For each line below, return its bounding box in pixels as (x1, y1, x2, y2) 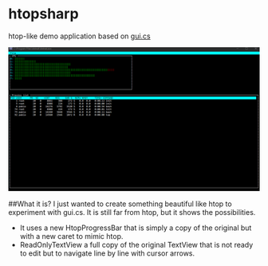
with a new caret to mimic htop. (19, 232, 124, 241)
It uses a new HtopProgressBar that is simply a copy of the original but (19, 223, 252, 232)
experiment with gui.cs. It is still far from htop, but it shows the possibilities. (8, 208, 256, 217)
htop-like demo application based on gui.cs (8, 31, 151, 41)
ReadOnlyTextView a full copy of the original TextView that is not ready (19, 240, 254, 250)
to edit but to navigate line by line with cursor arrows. (19, 248, 195, 258)
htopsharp (8, 5, 79, 23)
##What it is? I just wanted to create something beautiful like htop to (8, 199, 233, 208)
